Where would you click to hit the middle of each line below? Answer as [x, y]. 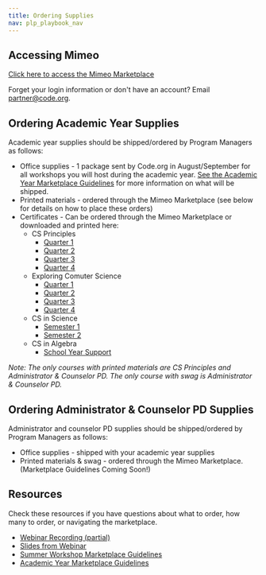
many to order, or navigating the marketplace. [83, 522]
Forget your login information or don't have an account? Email [109, 90]
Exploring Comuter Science [76, 276]
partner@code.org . [40, 98]
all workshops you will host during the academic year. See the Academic [139, 175]
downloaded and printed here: [69, 225]
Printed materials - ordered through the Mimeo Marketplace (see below [136, 200]
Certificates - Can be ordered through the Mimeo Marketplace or [126, 217]
